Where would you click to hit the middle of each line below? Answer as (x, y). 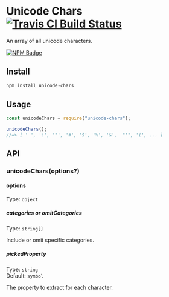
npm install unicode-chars (40, 85)
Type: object (22, 199)
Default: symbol (25, 275)
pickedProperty (26, 254)
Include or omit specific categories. (50, 240)
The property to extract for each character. (60, 287)
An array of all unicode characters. (49, 41)
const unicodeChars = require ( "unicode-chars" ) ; (69, 118)
